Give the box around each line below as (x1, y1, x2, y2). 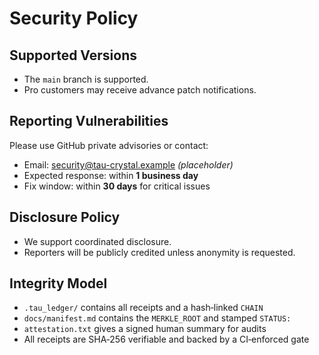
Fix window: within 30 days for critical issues (23, 180, 211, 192)
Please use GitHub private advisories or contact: (9, 139, 209, 151)
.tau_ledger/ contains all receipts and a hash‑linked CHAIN (23, 302, 264, 314)
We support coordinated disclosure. (23, 235, 172, 247)
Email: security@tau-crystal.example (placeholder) (23, 158, 234, 171)
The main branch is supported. (23, 73, 149, 85)
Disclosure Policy (9, 209, 121, 226)
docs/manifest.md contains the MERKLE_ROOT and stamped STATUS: (23, 312, 292, 324)
